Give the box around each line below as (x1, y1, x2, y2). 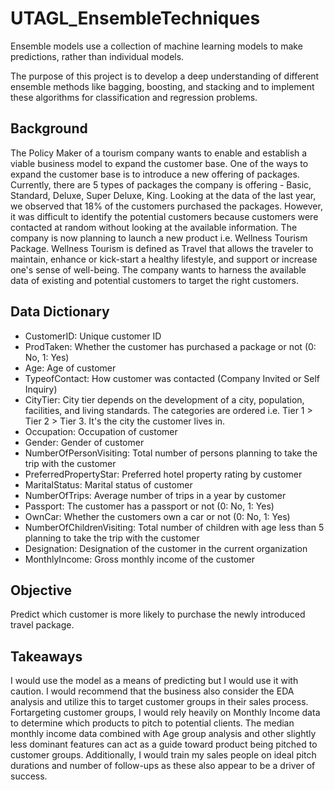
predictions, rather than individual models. (10, 50, 185, 62)
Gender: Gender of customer (24, 436, 145, 448)
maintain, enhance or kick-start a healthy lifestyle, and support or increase (10, 253, 318, 265)
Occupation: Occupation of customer (24, 425, 178, 437)
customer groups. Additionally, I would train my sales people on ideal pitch (10, 749, 317, 761)
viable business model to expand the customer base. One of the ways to (10, 157, 309, 169)
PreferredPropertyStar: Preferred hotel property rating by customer (24, 468, 303, 480)
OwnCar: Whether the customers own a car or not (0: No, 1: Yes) (24, 510, 291, 522)
